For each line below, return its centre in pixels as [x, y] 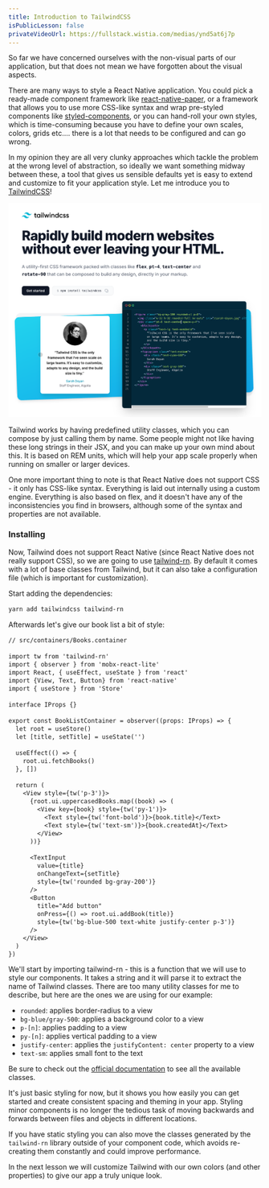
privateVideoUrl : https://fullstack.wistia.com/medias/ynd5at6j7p [122, 34]
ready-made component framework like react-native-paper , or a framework [133, 99]
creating [22, 1151]
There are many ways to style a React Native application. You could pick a [131, 91]
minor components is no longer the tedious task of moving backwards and [131, 1110]
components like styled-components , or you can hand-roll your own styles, [133, 116]
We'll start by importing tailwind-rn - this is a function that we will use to [127, 969]
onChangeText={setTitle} [79, 873]
